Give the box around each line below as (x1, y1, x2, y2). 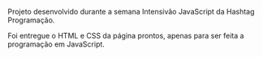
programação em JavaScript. (7, 39, 105, 49)
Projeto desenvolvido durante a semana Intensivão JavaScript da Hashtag (7, 7, 255, 16)
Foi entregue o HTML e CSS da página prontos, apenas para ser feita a (7, 31, 244, 40)
